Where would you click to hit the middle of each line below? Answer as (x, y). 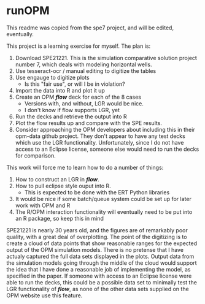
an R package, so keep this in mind (60, 218)
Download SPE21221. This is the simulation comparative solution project (106, 58)
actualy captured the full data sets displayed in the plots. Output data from (100, 256)
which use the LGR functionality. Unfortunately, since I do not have (99, 142)
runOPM (28, 11)
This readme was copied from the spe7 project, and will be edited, (90, 28)
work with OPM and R (43, 205)
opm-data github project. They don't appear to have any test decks (100, 136)
